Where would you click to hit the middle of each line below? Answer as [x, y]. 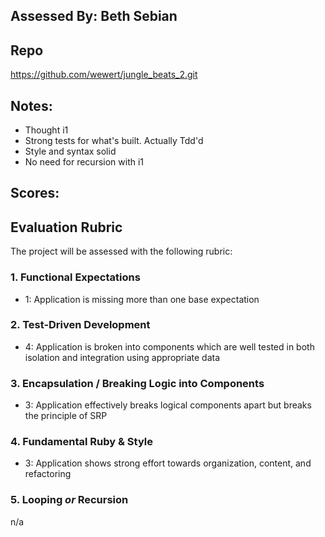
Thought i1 [46, 130]
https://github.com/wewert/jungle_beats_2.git [104, 75]
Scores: [35, 193]
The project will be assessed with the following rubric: [121, 251]
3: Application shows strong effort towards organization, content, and [168, 463]
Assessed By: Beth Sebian [94, 16]
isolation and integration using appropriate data [122, 357]
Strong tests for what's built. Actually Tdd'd [114, 141]
